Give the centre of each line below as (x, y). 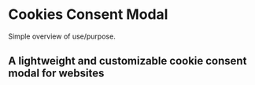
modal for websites (56, 74)
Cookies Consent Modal (88, 15)
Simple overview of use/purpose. (62, 36)
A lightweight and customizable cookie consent (128, 61)
